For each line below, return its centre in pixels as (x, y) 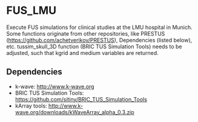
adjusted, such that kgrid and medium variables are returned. (82, 53)
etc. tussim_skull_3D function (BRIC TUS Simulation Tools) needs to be (94, 47)
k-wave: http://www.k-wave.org (55, 86)
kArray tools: (31, 106)
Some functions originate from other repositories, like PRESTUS (86, 33)
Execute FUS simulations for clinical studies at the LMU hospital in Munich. (99, 27)
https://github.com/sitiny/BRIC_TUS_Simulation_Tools (81, 99)
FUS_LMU (31, 11)
